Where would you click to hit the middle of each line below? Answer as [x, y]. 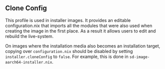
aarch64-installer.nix [29, 62]
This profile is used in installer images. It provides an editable [68, 20]
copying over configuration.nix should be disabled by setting [69, 51]
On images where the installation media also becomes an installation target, [83, 46]
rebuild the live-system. [29, 36]
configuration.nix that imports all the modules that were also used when [79, 25]
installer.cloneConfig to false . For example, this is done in [67, 56]
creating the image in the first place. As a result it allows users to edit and [81, 31]
